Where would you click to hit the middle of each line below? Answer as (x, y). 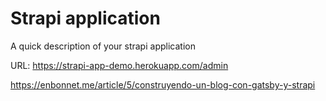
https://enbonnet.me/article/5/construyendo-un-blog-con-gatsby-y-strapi (163, 84)
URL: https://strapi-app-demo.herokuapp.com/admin (119, 65)
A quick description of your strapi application (103, 46)
